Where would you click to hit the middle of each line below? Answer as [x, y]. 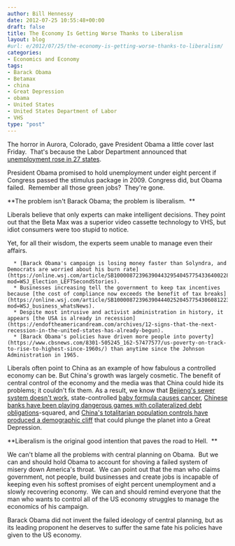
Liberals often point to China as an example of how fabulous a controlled [112, 368]
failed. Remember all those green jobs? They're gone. [86, 187]
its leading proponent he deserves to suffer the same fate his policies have [115, 527]
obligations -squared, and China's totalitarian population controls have [108, 412]
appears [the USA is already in [54, 318]
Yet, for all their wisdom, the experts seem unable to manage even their [110, 243]
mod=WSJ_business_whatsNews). [51, 306]
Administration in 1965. [43, 355]
